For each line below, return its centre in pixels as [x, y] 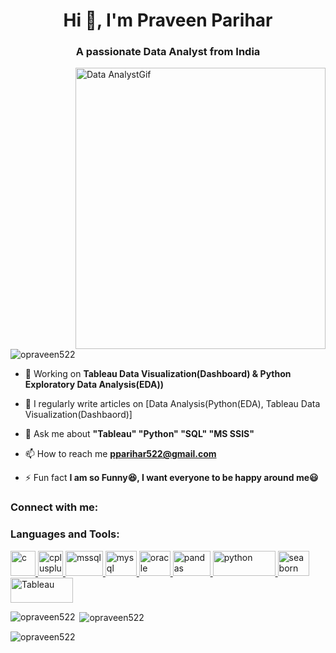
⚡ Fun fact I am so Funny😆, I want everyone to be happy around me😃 [171, 478]
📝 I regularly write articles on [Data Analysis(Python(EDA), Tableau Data [172, 404]
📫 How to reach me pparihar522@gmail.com [120, 454]
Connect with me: [54, 507]
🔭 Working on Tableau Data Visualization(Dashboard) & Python [158, 374]
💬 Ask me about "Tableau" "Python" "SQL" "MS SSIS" [139, 434]
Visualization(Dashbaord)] [78, 415]
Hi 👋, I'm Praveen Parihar [168, 20]
